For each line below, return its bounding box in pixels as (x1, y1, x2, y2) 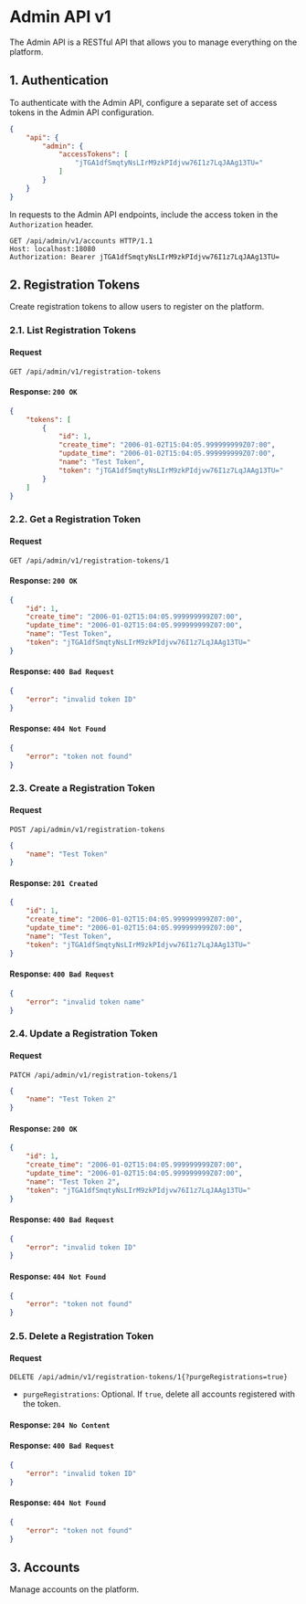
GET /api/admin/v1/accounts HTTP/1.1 (9, 236, 153, 246)
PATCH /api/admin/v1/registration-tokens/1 (9, 1071, 178, 1080)
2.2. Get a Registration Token (9, 513, 142, 526)
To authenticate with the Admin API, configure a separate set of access (9, 97, 278, 108)
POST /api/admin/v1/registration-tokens (9, 825, 166, 834)
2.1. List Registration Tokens (9, 324, 137, 337)
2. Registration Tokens (9, 277, 141, 293)
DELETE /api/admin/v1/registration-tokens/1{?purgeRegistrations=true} (9, 1373, 288, 1382)
